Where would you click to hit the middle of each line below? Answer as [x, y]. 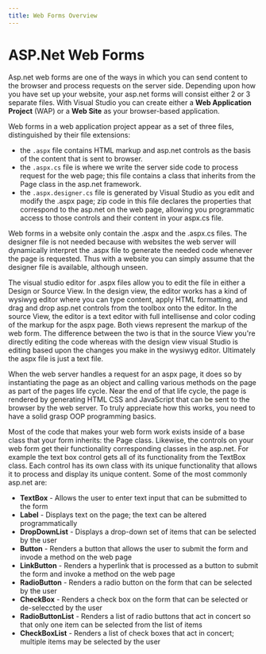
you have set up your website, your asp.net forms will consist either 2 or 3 [129, 94]
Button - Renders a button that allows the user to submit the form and [134, 548]
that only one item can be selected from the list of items [111, 625]
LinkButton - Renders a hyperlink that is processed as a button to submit [139, 565]
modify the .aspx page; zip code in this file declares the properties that [135, 200]
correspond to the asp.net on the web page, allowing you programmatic [137, 209]
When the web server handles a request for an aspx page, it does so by [125, 374]
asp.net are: [28, 482]
